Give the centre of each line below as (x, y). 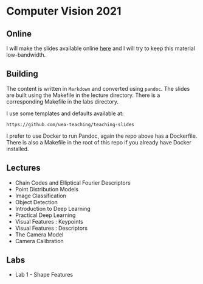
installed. (18, 149)
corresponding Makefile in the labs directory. (63, 101)
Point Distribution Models (47, 189)
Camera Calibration (39, 241)
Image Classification (41, 196)
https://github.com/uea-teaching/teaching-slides (71, 124)
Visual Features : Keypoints (49, 221)
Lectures (23, 168)
